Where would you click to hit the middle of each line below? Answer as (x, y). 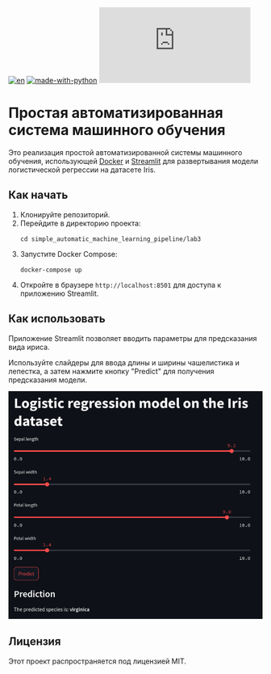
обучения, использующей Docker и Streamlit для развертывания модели (133, 161)
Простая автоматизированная (116, 113)
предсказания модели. (48, 380)
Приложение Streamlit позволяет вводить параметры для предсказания (133, 338)
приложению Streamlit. (59, 293)
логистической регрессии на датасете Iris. (82, 170)
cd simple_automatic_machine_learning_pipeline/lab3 (110, 239)
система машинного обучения (117, 131)
